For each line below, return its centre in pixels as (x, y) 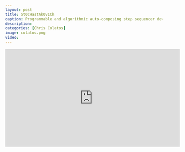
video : (12, 38)
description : (19, 24)
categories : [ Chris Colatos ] (35, 28)
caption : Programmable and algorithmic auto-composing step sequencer (80, 19)
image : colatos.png (25, 33)
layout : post (19, 10)
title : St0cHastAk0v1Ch (30, 14)
